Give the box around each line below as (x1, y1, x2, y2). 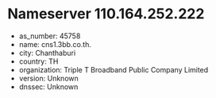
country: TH (18, 57, 59, 66)
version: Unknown (18, 73, 79, 83)
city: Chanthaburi (18, 48, 76, 57)
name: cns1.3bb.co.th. (18, 39, 92, 49)
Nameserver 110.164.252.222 (7, 5, 205, 23)
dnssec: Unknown (18, 81, 79, 92)
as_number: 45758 (18, 31, 81, 41)
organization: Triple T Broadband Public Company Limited (18, 65, 209, 74)
